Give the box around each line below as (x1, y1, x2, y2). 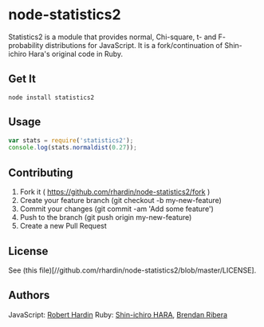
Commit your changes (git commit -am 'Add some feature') (19, 204, 214, 213)
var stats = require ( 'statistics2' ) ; (8, 136, 134, 145)
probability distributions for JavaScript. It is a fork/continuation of (8, 40, 223, 50)
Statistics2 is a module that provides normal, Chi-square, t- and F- (8, 32, 226, 42)
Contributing (8, 165, 73, 179)
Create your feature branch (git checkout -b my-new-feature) (19, 196, 222, 205)
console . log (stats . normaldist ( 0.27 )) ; (8, 144, 137, 152)
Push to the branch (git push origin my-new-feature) (19, 213, 192, 222)
